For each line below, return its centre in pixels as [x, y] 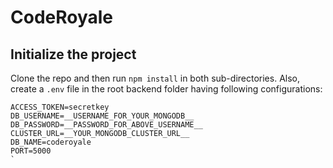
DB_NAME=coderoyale [51, 142]
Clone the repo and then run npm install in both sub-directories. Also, [155, 78]
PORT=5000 [31, 151]
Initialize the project [73, 54]
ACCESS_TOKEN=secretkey [60, 107]
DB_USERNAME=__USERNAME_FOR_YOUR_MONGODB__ [102, 116]
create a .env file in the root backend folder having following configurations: [166, 89]
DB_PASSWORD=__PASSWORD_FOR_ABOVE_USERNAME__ [106, 125]
